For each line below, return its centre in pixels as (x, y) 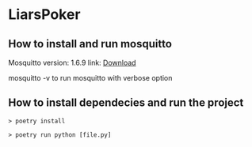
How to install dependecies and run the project (126, 103)
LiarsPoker (44, 15)
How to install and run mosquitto (90, 44)
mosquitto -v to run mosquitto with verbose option (90, 78)
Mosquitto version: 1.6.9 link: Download (72, 62)
